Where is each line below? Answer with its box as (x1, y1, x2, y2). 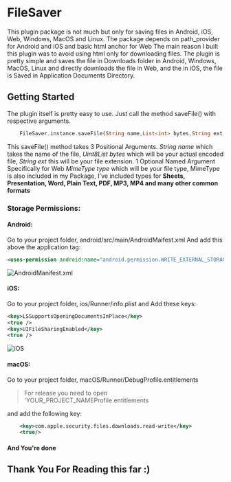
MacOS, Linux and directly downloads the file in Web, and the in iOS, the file (7, 64, 223, 72)
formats (7, 186, 31, 194)
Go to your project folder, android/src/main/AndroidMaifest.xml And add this (7, 236, 223, 244)
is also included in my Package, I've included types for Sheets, (7, 172, 186, 180)
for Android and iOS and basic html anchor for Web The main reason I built (7, 42, 219, 50)
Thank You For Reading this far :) (7, 463, 151, 475)
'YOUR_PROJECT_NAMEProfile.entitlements (23, 396, 149, 404)
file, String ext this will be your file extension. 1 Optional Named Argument (7, 157, 215, 165)
